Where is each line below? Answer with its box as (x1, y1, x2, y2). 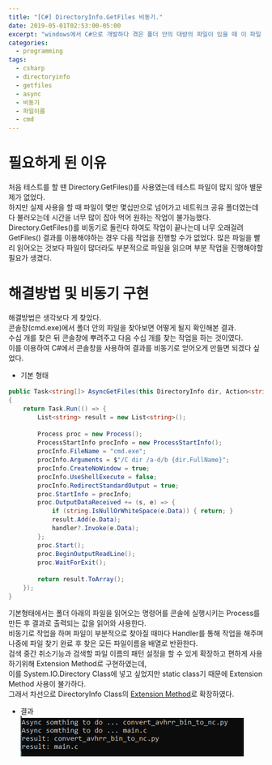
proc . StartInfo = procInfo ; (37, 490, 132, 498)
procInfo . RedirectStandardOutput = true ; (37, 482, 180, 490)
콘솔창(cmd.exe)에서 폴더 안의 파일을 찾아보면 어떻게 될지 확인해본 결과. (8, 323, 236, 332)
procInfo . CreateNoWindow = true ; (37, 464, 151, 473)
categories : (8, 39, 49, 47)
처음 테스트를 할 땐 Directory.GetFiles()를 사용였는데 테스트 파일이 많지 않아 (8, 182, 249, 192)
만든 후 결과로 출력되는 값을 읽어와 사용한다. (8, 618, 147, 627)
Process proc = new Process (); (37, 430, 143, 439)
